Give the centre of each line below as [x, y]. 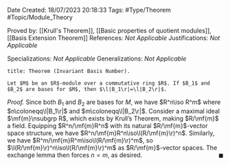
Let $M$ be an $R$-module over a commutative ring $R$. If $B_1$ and [109, 83]
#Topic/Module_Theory [40, 17]
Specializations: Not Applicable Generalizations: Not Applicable [97, 59]
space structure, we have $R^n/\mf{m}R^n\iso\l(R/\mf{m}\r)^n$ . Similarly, [111, 133]
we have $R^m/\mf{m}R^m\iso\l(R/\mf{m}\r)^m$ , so [80, 140]
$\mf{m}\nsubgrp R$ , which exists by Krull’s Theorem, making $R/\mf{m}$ [113, 118]
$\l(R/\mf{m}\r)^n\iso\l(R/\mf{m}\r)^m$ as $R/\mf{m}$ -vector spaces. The [112, 147]
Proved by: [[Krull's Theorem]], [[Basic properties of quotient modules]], [109, 31]
